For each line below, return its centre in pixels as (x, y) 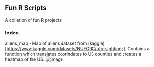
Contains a (139, 49)
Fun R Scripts (26, 8)
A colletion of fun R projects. (34, 20)
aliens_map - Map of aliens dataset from (46, 43)
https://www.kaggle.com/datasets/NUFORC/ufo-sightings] (66, 49)
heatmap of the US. (25, 59)
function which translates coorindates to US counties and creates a (73, 54)
